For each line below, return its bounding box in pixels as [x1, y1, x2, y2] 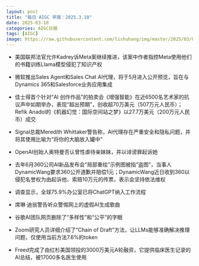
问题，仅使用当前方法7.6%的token [14, 234, 98, 240]
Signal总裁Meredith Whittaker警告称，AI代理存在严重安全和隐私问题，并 [14, 128, 191, 135]
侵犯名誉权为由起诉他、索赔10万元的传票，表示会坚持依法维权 [14, 176, 166, 183]
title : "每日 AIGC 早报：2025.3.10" [6, 14, 92, 20]
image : [6, 36, 23, 42]
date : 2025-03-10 [6, 20, 49, 26]
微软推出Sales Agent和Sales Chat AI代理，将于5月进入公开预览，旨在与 [14, 74, 190, 80]
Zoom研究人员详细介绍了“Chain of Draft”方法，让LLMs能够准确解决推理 [14, 226, 190, 233]
